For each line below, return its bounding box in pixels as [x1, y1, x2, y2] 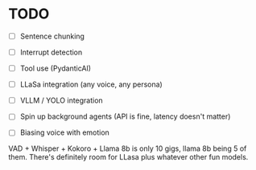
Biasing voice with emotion [19, 127, 110, 137]
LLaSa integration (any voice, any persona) [19, 79, 163, 89]
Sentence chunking [19, 31, 85, 41]
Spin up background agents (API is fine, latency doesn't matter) [19, 111, 231, 121]
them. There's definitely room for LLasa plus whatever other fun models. [8, 152, 249, 162]
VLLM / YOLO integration [19, 95, 103, 105]
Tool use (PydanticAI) [19, 63, 91, 73]
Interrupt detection [19, 47, 83, 57]
